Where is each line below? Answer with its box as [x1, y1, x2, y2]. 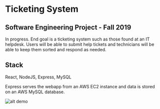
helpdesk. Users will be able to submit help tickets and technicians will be [5, 41, 155, 47]
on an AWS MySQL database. [5, 89, 65, 95]
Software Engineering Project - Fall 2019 [5, 23, 131, 32]
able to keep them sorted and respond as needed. [5, 47, 107, 52]
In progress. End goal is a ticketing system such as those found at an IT [5, 36, 150, 42]
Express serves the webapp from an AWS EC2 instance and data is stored [5, 83, 155, 89]
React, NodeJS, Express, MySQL [5, 74, 71, 80]
